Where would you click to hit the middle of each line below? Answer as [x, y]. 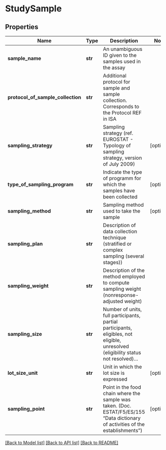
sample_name [24, 58]
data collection [120, 231]
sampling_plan [25, 244]
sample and [116, 88]
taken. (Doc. [117, 406]
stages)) [113, 262]
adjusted [113, 301]
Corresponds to [121, 107]
